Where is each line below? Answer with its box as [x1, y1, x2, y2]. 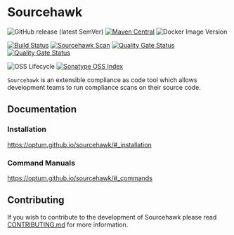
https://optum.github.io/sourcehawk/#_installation [7, 140, 152, 149]
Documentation [7, 103, 77, 116]
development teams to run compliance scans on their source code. [7, 83, 202, 91]
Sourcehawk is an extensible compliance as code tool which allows [7, 75, 197, 84]
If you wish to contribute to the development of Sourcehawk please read [7, 213, 217, 221]
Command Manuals [7, 158, 76, 168]
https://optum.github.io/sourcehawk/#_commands [7, 173, 153, 182]
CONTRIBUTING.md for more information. [7, 220, 129, 229]
